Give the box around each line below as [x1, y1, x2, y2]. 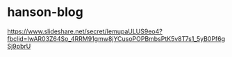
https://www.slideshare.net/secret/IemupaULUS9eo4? [7, 27, 163, 35]
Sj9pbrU [7, 42, 31, 50]
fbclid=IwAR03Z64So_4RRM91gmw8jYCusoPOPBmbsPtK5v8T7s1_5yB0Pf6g [7, 34, 226, 42]
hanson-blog [7, 4, 83, 20]
